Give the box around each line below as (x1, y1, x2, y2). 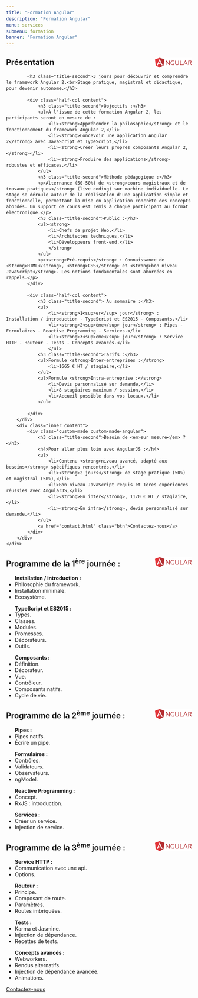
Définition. (14, 660, 40, 667)
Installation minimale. (14, 587, 66, 594)
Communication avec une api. (14, 864, 87, 872)
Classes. (14, 617, 36, 624)
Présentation (6, 57, 55, 67)
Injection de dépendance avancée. (14, 968, 99, 976)
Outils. (14, 642, 31, 650)
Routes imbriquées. (14, 907, 62, 915)
